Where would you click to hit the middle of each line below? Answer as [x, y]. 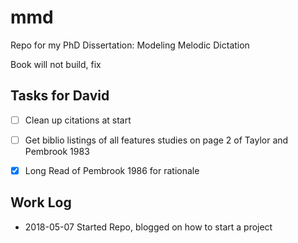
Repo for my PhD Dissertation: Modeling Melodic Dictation [130, 45]
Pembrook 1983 [57, 151]
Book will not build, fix [56, 64]
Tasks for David [60, 96]
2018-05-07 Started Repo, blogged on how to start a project [148, 227]
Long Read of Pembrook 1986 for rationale [112, 170]
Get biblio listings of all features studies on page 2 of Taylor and [156, 140]
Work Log [41, 202]
